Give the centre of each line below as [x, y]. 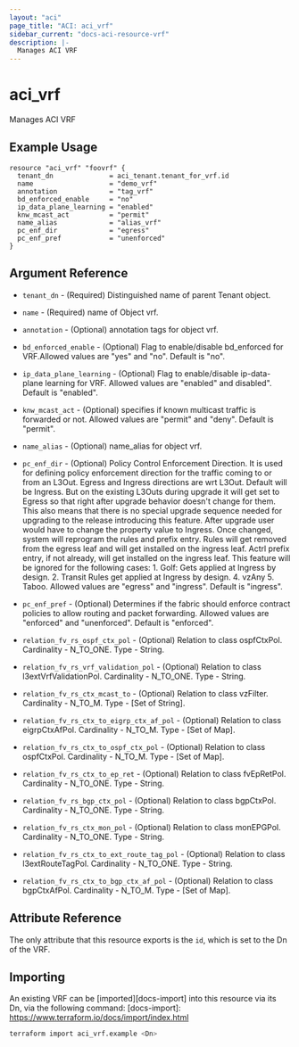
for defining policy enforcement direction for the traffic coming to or [147, 473]
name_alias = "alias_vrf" [90, 223]
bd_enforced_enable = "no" [75, 199]
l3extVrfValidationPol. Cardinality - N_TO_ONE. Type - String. [134, 676]
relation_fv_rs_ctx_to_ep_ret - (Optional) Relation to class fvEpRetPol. [154, 773]
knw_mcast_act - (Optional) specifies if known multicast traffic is [139, 409]
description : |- [39, 42]
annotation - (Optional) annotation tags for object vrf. [120, 329]
